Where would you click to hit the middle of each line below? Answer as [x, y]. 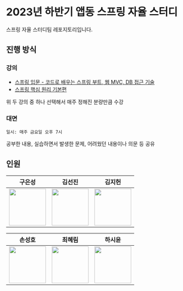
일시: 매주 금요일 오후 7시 [34, 132]
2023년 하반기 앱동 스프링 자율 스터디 [92, 12]
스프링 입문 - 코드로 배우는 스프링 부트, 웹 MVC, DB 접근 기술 [84, 82]
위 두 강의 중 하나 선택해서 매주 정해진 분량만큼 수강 [65, 102]
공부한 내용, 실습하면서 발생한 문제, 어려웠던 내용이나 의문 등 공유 [81, 143]
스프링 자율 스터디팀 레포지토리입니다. [49, 29]
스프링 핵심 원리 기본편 [41, 89]
